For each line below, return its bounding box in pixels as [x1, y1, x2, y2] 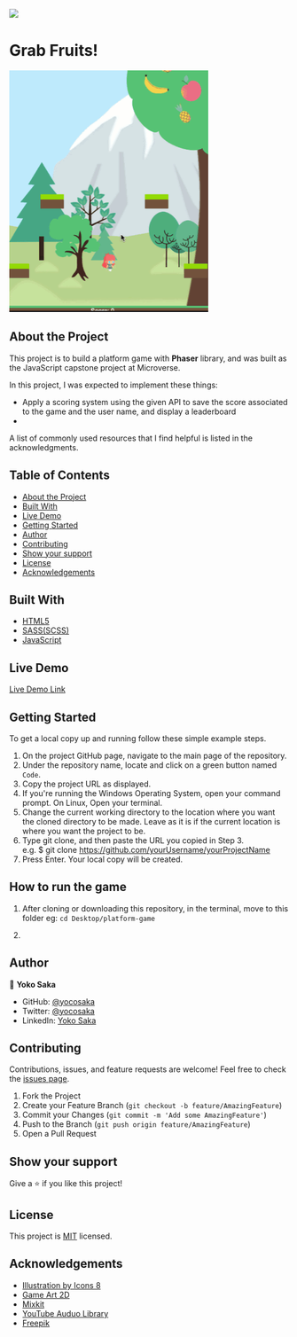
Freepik [21, 1317, 51, 1328]
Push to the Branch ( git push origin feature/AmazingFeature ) [21, 1119, 251, 1130]
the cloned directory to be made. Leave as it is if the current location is [21, 817, 281, 826]
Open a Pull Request [21, 1129, 98, 1139]
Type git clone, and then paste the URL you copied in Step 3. [21, 835, 245, 846]
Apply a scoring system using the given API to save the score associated [21, 396, 288, 407]
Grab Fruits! [9, 41, 99, 61]
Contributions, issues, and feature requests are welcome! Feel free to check [9, 1064, 286, 1075]
